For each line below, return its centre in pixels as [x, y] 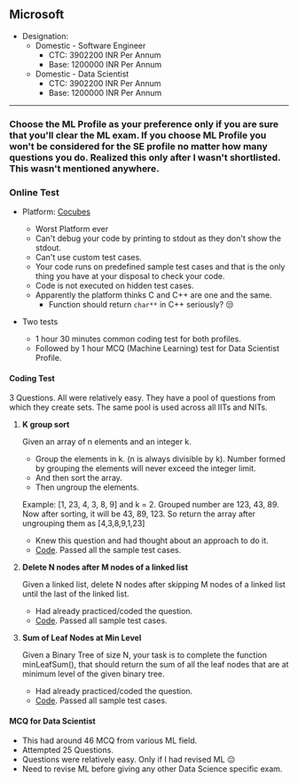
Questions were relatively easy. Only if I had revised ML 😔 [129, 760]
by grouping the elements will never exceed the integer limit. [145, 468]
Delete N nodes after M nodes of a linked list [105, 567]
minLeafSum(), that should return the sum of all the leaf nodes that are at [155, 665]
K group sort [46, 425]
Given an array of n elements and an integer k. [107, 442]
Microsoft [37, 15]
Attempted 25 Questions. [67, 750]
